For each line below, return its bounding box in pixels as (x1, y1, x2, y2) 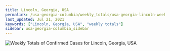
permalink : (5, 12, 28, 17)
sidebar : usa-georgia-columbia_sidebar (5, 26, 90, 31)
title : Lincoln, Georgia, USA (5, 7, 69, 13)
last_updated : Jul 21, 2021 (5, 17, 65, 22)
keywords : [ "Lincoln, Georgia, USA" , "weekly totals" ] (5, 21, 123, 27)
